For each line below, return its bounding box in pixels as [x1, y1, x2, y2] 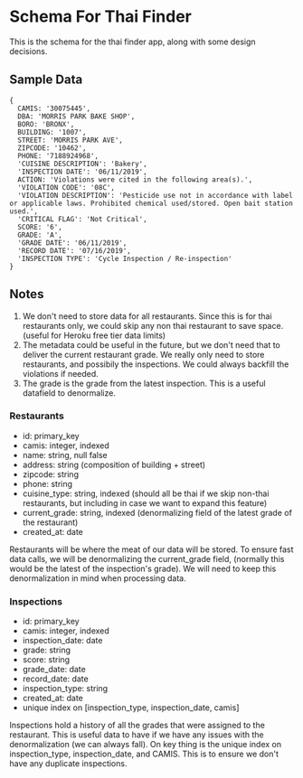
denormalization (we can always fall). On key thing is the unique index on [9, 739, 282, 750]
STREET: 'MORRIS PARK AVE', [17, 136, 124, 145]
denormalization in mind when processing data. [9, 572, 187, 584]
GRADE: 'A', [17, 230, 63, 239]
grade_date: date [22, 664, 86, 675]
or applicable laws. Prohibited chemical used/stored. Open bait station [9, 199, 294, 208]
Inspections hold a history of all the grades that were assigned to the [9, 720, 265, 731]
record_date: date [22, 673, 89, 684]
